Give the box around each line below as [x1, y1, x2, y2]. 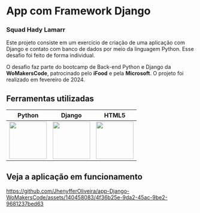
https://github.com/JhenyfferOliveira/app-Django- [6, 187, 130, 195]
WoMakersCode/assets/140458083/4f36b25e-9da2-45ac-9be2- [6, 194, 168, 201]
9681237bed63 [6, 200, 44, 208]
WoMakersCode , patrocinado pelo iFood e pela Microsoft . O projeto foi [6, 70, 184, 77]
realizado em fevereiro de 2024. [6, 76, 86, 83]
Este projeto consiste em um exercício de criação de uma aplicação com [6, 39, 186, 46]
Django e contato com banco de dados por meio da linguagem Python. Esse [6, 45, 195, 53]
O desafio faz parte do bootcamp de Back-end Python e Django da [6, 63, 171, 71]
